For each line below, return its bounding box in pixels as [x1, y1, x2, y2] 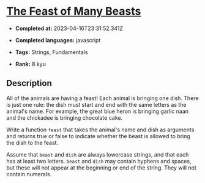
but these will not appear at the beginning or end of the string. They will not [6, 164, 197, 171]
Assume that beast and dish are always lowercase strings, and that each [6, 150, 189, 158]
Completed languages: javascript [15, 36, 101, 44]
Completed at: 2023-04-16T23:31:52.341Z [15, 25, 124, 32]
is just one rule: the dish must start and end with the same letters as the [6, 101, 187, 108]
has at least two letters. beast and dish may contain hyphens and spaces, [6, 157, 192, 165]
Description [6, 78, 52, 88]
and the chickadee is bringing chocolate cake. [6, 114, 123, 121]
